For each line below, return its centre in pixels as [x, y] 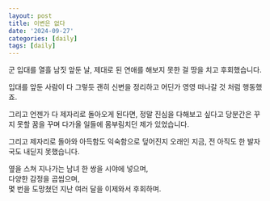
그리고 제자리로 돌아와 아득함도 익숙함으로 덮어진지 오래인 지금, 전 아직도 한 [127, 141]
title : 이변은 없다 [37, 23]
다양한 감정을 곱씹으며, [44, 179]
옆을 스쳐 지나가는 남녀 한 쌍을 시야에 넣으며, [78, 169]
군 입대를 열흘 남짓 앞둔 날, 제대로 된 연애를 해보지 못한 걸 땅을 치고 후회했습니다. [135, 70]
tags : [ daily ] [32, 46]
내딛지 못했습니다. [51, 152]
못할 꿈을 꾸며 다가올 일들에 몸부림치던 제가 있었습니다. [103, 124]
